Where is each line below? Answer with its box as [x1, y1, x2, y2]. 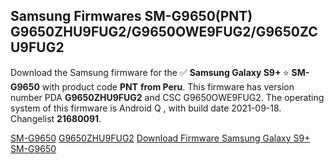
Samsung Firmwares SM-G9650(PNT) [10, 8, 253, 25]
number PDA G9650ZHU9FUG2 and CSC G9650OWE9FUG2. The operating [10, 91, 325, 103]
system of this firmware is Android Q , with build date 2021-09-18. [10, 102, 282, 114]
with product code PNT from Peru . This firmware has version [41, 80, 295, 93]
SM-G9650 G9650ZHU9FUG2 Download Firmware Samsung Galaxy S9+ [10, 132, 311, 144]
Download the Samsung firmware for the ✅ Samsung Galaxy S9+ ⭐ [10, 66, 290, 78]
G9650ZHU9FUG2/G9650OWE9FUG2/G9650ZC [10, 24, 318, 41]
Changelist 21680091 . [10, 112, 102, 124]
